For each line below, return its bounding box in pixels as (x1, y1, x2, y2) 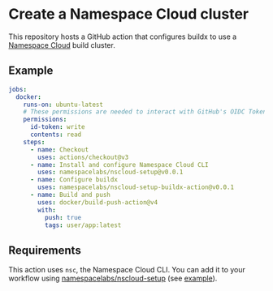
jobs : (8, 85, 27, 93)
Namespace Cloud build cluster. (8, 40, 115, 49)
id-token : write (29, 123, 85, 131)
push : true (44, 213, 82, 221)
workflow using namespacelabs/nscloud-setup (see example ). (8, 273, 218, 284)
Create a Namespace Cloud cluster (8, 5, 249, 24)
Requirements (8, 243, 81, 257)
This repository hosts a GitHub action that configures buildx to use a (8, 32, 237, 41)
